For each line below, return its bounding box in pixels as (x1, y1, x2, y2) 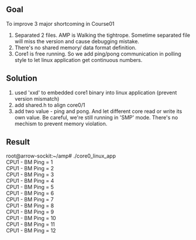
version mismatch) (14, 95, 60, 102)
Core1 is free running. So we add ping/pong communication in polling (14, 50, 181, 57)
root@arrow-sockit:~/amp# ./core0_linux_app (6, 152, 116, 160)
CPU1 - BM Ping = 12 (6, 227, 56, 234)
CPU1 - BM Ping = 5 (6, 184, 54, 191)
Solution (6, 73, 37, 84)
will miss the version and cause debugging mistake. (14, 37, 139, 44)
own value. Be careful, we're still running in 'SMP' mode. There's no (14, 114, 178, 121)
